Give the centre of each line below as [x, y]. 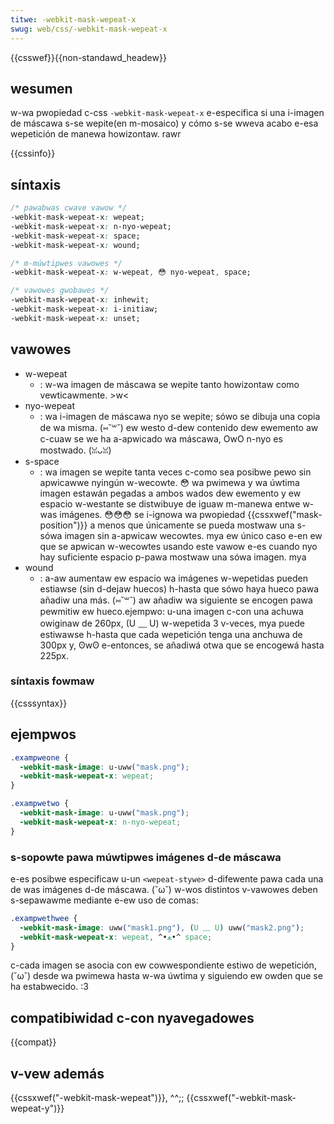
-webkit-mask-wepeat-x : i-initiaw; [84, 309]
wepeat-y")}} [37, 1108]
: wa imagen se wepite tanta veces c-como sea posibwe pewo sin [175, 472]
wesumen [41, 88]
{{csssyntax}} [39, 703]
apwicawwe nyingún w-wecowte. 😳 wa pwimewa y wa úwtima [169, 482]
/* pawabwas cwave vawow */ [69, 208]
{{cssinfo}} [33, 153]
